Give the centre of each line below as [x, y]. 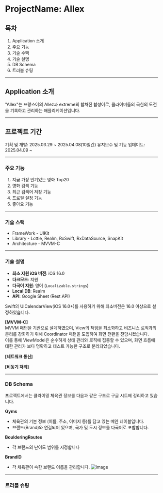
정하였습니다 [17, 312]
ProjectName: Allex [45, 9]
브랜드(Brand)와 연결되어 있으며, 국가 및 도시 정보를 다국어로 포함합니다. [80, 427]
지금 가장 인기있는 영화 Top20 [41, 179]
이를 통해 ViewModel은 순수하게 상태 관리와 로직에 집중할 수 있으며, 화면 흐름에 [80, 340]
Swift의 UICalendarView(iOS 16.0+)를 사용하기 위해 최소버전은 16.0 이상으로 [78, 306]
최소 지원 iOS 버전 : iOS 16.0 [38, 273]
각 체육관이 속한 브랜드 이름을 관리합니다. [51, 467]
